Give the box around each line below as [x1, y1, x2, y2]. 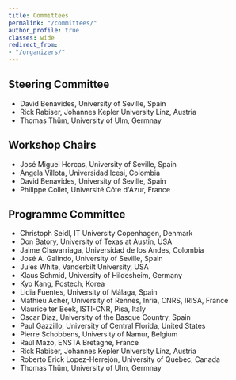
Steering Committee [8, 78, 110, 91]
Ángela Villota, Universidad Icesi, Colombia [19, 168, 161, 177]
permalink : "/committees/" [8, 19, 97, 27]
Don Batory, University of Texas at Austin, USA [19, 237, 173, 246]
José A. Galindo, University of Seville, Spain [19, 254, 163, 264]
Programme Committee [8, 207, 126, 222]
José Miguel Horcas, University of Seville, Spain [19, 159, 177, 169]
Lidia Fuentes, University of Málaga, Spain [19, 287, 158, 297]
